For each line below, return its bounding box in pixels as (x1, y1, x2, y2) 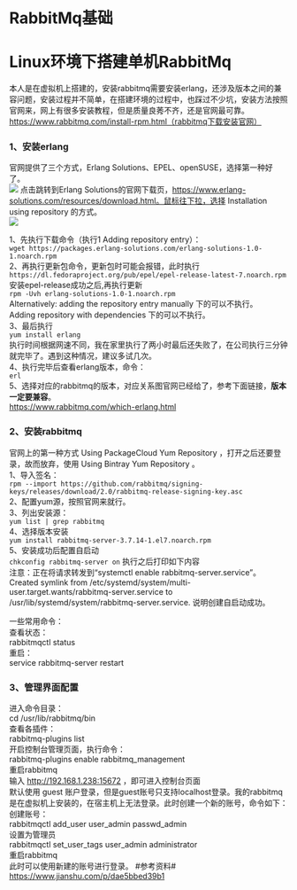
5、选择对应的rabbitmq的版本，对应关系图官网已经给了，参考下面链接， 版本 (9, 380, 287, 391)
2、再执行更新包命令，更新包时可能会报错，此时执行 (9, 261, 201, 271)
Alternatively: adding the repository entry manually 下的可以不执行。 (9, 299, 258, 309)
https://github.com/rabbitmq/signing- (60, 480, 203, 488)
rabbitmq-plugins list (9, 733, 86, 745)
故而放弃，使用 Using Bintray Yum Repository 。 (24, 458, 201, 469)
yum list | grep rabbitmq (9, 517, 104, 526)
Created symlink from (9, 577, 88, 588)
